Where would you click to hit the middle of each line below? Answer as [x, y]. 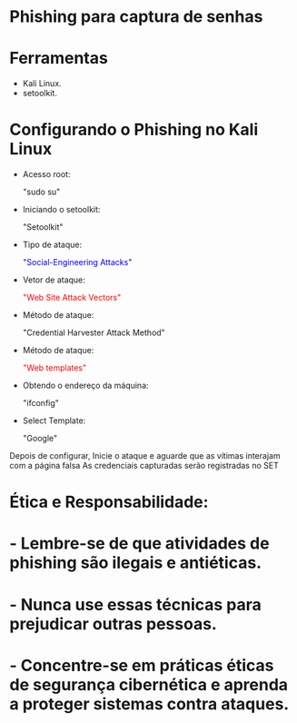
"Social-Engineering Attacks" [77, 262]
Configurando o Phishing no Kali [134, 130]
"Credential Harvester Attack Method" [94, 332]
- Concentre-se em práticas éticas [142, 665]
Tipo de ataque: [52, 245]
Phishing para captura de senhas [136, 17]
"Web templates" [54, 368]
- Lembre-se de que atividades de [139, 544]
